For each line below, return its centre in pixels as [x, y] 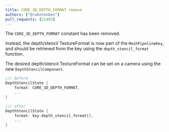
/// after [16, 106]
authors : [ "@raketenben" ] [32, 15]
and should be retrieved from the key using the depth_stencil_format [77, 49]
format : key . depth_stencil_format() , [54, 116]
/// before [17, 79]
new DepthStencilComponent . [35, 69]
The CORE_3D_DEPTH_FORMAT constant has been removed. [63, 34]
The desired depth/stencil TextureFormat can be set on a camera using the [83, 64]
